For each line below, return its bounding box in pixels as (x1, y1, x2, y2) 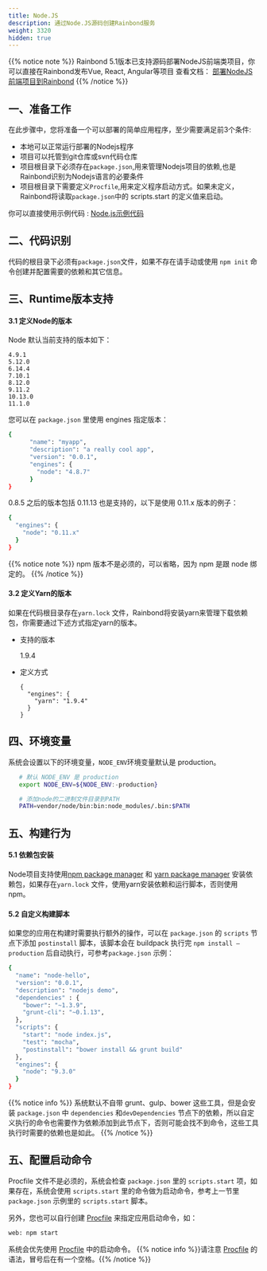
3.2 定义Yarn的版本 (8, 589, 72, 598)
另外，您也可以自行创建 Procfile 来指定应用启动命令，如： (8, 1213, 198, 1222)
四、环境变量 (8, 735, 72, 748)
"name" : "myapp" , (29, 438, 87, 446)
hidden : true (8, 33, 52, 42)
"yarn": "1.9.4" (34, 697, 88, 705)
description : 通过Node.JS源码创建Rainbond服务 (8, 19, 156, 27)
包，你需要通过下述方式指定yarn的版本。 (8, 618, 141, 628)
